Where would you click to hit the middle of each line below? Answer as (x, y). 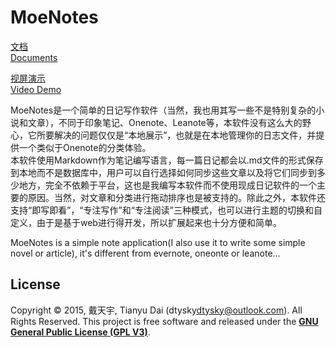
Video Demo (36, 89)
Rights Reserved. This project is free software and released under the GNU (164, 321)
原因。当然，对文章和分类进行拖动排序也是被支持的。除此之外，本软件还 (176, 197)
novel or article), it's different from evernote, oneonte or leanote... (145, 253)
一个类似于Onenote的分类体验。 (85, 147)
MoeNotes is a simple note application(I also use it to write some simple (158, 242)
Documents (34, 57)
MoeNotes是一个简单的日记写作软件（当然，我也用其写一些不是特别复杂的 (163, 110)
